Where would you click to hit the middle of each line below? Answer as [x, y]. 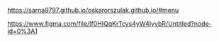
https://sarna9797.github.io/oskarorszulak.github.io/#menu [93, 10]
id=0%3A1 [22, 31]
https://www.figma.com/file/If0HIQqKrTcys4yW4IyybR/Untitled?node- [110, 23]
